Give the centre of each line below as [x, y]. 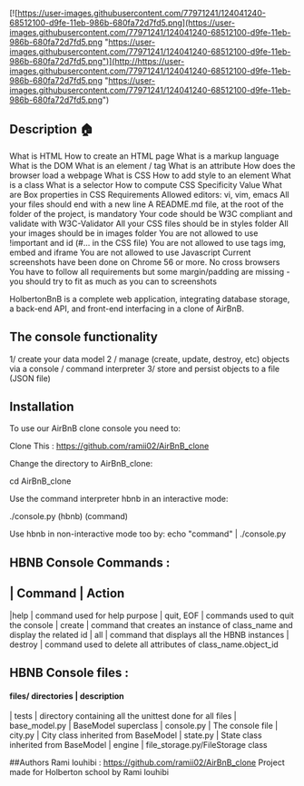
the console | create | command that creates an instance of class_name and [151, 624]
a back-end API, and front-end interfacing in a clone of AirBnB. [127, 309]
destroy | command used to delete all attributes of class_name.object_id [144, 644]
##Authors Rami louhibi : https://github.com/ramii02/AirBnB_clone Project [147, 762]
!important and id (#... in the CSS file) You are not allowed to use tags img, [147, 242]
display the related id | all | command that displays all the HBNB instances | [149, 634]
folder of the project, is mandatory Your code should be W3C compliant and [151, 213]
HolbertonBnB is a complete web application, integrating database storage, [150, 299]
